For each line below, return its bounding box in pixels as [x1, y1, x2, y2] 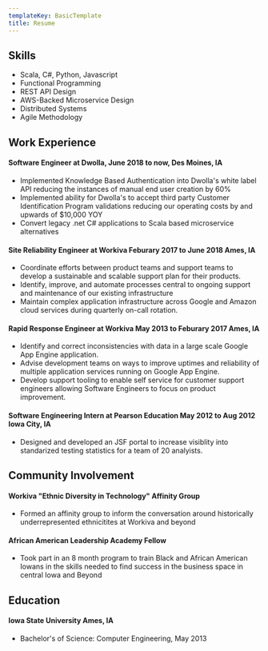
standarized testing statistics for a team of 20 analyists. [19, 445, 203, 455]
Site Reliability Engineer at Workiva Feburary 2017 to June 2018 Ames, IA [8, 245, 256, 254]
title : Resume [8, 19, 56, 27]
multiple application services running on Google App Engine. [19, 367, 220, 377]
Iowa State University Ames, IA [8, 616, 114, 625]
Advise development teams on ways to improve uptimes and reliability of [19, 358, 260, 368]
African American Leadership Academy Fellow [8, 535, 166, 545]
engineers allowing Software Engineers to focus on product [19, 384, 216, 393]
